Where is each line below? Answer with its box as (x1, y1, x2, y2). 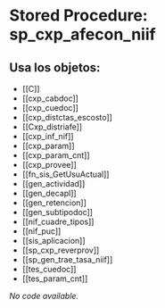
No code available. (9, 291, 78, 301)
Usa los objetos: (9, 60, 101, 75)
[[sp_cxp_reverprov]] (21, 245, 100, 255)
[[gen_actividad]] (21, 179, 86, 188)
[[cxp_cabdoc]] (21, 93, 78, 104)
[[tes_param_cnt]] (21, 273, 88, 284)
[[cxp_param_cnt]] (21, 150, 91, 161)
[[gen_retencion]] (21, 197, 87, 208)
